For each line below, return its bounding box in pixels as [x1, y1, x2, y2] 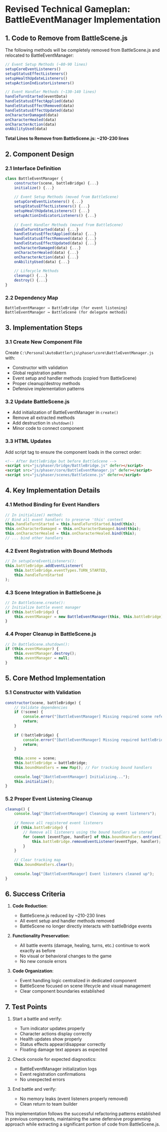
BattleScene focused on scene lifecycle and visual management [19, 983, 151, 989]
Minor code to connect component [12, 425, 84, 431]
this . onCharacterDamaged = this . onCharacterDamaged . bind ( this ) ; [5, 526, 141, 531]
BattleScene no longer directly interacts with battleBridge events [19, 923, 152, 929]
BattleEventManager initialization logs [19, 1066, 97, 1072]
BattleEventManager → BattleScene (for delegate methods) [5, 310, 128, 315]
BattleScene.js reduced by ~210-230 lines [19, 913, 106, 919]
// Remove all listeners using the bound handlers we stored [23, 829, 153, 834]
